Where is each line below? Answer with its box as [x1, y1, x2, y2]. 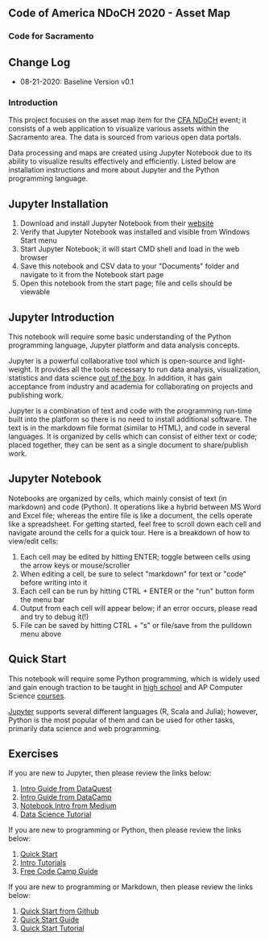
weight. [8, 364, 34, 374]
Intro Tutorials [19, 858, 67, 867]
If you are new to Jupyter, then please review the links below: [8, 768, 212, 778]
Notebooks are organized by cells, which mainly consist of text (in [8, 493, 227, 503]
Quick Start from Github [19, 906, 99, 916]
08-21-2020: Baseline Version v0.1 [19, 77, 134, 87]
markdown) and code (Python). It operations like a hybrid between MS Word [8, 501, 262, 511]
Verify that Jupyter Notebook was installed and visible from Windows [19, 227, 250, 237]
